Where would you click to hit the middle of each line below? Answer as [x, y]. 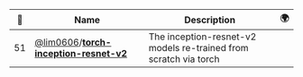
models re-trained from [199, 48]
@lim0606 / [59, 42]
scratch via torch [184, 59]
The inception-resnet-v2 [202, 37]
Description [210, 20]
